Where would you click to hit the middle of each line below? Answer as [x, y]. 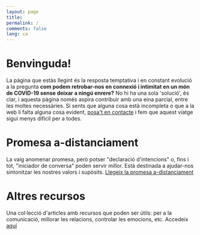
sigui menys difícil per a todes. [44, 119]
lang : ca [17, 34]
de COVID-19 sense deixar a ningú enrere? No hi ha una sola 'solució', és [98, 93]
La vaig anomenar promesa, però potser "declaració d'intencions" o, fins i [98, 159]
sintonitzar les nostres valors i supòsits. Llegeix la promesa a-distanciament [100, 172]
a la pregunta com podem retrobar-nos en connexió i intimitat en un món [98, 87]
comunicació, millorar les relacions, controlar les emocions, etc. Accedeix [97, 219]
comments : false [26, 28]
